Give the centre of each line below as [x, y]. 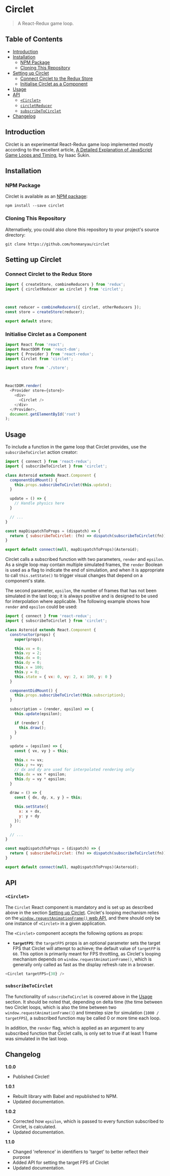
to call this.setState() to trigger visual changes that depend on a [74, 576]
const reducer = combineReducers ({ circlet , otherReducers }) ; [73, 307]
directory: [15, 235]
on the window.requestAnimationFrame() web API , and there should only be [83, 918]
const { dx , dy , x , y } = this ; [48, 798]
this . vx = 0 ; [28, 649]
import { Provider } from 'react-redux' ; [50, 354]
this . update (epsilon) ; [38, 714]
